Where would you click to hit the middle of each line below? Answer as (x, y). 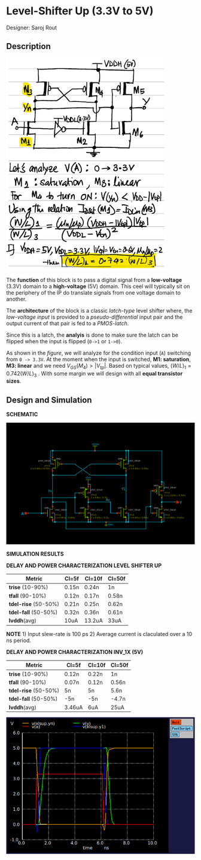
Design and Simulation (49, 400)
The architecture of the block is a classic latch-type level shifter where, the (99, 310)
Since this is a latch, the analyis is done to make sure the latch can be (92, 335)
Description (28, 46)
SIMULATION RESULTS (35, 554)
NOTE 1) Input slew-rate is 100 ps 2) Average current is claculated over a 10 (99, 634)
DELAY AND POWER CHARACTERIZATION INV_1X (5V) (75, 652)
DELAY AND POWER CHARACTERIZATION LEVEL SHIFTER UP (84, 565)
